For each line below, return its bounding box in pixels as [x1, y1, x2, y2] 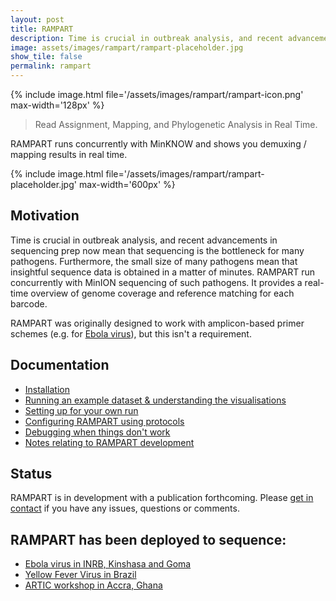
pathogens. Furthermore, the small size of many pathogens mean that [10, 255, 298, 267]
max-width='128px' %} [10, 99, 105, 111]
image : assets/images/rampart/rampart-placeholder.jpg [10, 42, 244, 53]
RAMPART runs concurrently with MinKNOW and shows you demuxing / [10, 138, 307, 150]
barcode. [10, 297, 48, 310]
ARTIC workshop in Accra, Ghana [24, 579, 163, 591]
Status [10, 466, 53, 483]
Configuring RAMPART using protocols [24, 415, 185, 427]
